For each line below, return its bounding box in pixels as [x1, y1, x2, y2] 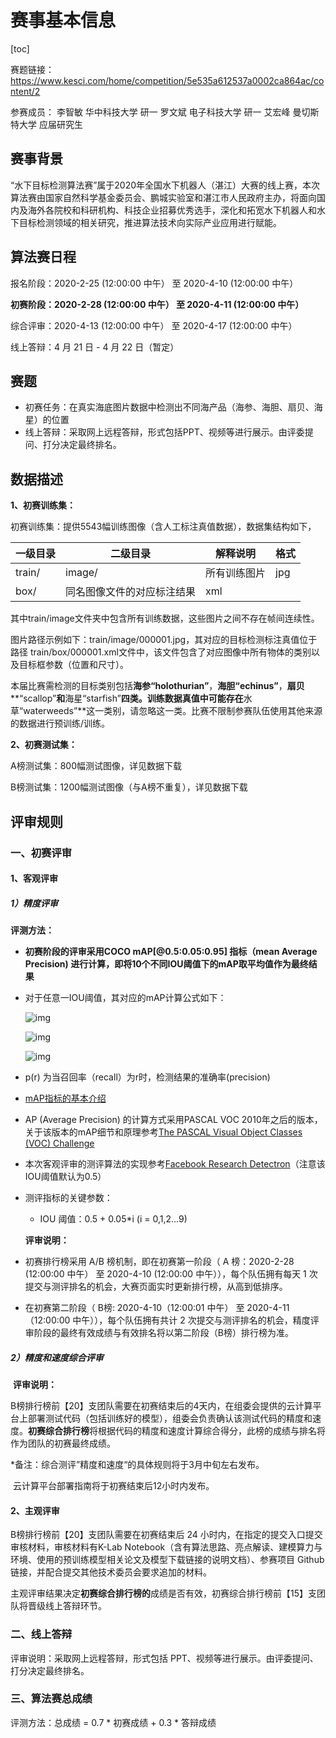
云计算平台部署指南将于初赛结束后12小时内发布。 [12, 1480, 215, 1492]
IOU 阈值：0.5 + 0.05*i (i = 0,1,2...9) [39, 1213, 188, 1225]
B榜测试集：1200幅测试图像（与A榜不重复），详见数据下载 [10, 781, 248, 793]
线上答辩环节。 [44, 1600, 107, 1612]
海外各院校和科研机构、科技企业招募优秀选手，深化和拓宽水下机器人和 [27, 204, 317, 216]
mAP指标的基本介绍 [24, 1092, 107, 1105]
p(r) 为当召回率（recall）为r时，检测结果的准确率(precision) [24, 1071, 271, 1083]
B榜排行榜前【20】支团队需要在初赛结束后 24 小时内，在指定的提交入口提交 [10, 1529, 323, 1541]
